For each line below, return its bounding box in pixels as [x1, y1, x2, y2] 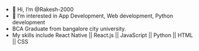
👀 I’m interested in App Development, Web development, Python [12, 12, 173, 19]
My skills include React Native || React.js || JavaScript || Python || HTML [12, 32, 194, 39]
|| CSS [12, 38, 29, 45]
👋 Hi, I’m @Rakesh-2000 [12, 6, 74, 13]
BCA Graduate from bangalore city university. [12, 25, 127, 32]
